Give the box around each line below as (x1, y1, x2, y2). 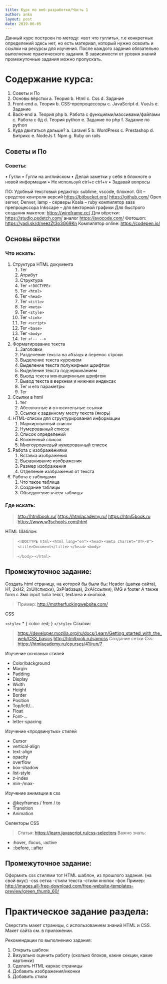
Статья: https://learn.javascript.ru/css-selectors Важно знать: (17, 830, 146, 836)
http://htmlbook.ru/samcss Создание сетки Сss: (53, 635, 154, 641)
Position (12, 697, 29, 703)
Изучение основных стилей (5, 650, 64, 656)
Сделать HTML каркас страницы (12, 963, 82, 969)
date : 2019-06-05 (5, 21, 41, 26)
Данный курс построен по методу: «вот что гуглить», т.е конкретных (5, 35, 153, 41)
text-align (12, 748, 32, 755)
